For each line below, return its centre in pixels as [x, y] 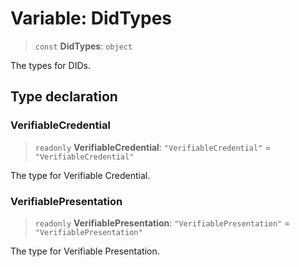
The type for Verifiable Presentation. [85, 251]
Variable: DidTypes [91, 18]
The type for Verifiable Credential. [80, 175]
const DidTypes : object [83, 46]
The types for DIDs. [50, 65]
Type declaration [64, 97]
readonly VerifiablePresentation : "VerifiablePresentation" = [162, 223]
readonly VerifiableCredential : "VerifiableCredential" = [153, 147]
